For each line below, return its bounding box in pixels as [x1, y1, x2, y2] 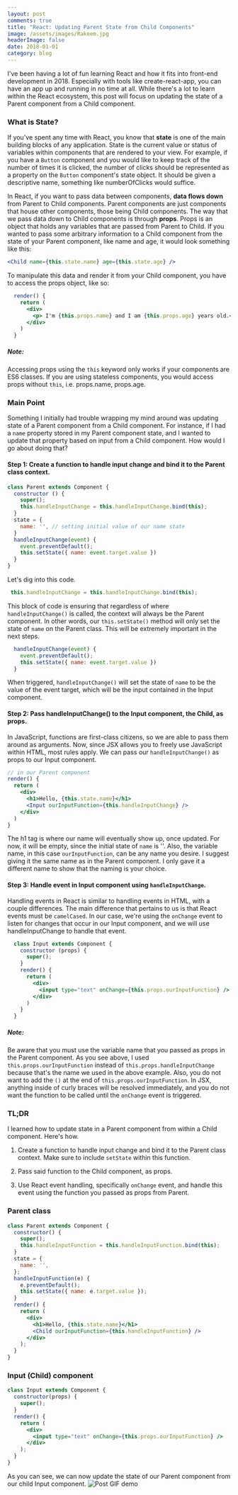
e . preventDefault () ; [20, 1281, 81, 1289]
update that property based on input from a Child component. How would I [7, 436, 225, 445]
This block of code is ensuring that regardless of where [7, 601, 169, 610]
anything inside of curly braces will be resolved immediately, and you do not [7, 1084, 230, 1092]
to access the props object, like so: [7, 279, 110, 288]
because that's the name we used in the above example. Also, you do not [7, 1069, 222, 1077]
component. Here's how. [7, 1132, 79, 1141]
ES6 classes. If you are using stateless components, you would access [7, 373, 214, 381]
